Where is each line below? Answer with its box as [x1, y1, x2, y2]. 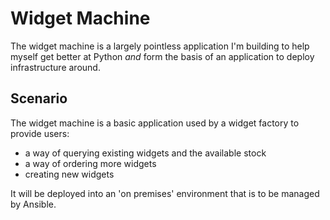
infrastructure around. [10, 61, 101, 73]
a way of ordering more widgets [24, 157, 157, 169]
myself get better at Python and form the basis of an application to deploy [10, 50, 315, 62]
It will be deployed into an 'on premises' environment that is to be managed [10, 187, 320, 199]
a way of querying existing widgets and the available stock [24, 147, 267, 159]
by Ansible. [10, 198, 57, 210]
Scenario [10, 90, 68, 107]
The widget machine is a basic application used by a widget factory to [10, 117, 300, 129]
